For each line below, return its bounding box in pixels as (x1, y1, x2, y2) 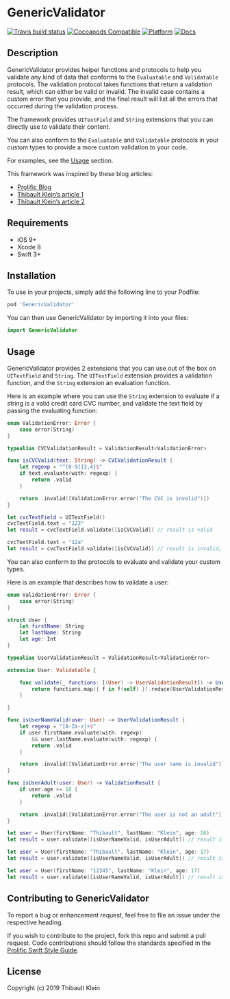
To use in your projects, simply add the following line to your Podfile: (7, 288, 201, 296)
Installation (7, 269, 56, 282)
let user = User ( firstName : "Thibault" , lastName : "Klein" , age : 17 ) (7, 848, 210, 856)
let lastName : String (19, 629, 81, 637)
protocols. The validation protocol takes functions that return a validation (7, 80, 212, 88)
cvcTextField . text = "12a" (7, 539, 84, 546)
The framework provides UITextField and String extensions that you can (7, 115, 214, 123)
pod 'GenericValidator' (7, 301, 75, 308)
